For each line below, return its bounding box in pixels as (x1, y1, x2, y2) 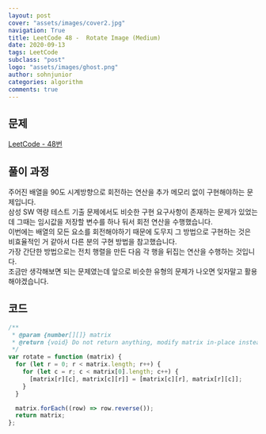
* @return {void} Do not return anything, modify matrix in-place (11, 338, 236, 346)
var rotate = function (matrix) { (8, 353, 123, 361)
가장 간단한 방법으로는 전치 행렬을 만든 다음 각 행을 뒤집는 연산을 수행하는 (8, 247, 234, 256)
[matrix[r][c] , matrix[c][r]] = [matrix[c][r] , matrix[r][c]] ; (28, 374, 243, 383)
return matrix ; (15, 412, 66, 420)
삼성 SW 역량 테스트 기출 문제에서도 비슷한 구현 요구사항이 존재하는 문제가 (8, 207, 237, 217)
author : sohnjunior (8, 71, 73, 79)
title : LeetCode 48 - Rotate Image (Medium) (8, 33, 161, 42)
